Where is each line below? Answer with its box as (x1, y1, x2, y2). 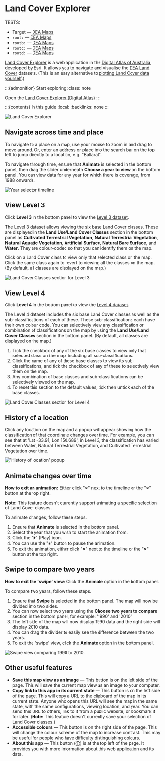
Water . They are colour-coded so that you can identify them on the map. (5, 245, 153, 251)
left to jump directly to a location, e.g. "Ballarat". (5, 152, 102, 157)
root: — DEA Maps (12, 34, 52, 40)
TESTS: (5, 19, 21, 25)
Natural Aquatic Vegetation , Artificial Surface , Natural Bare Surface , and (5, 240, 157, 246)
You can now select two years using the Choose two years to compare (12, 608, 158, 614)
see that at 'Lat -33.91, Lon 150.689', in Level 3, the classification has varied (5, 437, 159, 443)
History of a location (5, 413, 69, 422)
